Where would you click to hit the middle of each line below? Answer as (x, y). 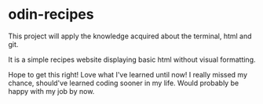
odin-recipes (51, 14)
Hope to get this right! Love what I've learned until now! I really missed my (128, 74)
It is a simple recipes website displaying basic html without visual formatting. (132, 59)
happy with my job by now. (51, 91)
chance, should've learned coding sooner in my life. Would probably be (124, 83)
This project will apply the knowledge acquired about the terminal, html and (130, 36)
